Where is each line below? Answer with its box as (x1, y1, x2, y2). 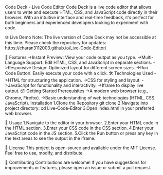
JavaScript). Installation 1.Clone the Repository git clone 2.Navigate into (5, 100, 148, 106)
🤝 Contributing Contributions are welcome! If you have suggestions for (5, 159, 147, 165)
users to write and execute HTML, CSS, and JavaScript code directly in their (5, 9, 158, 15)
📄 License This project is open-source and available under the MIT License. (5, 145, 157, 151)
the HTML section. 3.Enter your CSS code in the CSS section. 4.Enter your (5, 125, 154, 131)
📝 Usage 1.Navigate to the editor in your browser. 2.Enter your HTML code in (5, 120, 158, 126)
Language (5, 59, 25, 65)
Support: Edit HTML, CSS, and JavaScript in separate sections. (26, 59, 152, 65)
